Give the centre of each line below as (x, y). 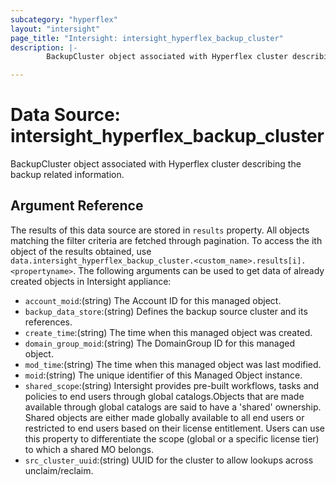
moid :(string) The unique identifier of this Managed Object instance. (163, 375)
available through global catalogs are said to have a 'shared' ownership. (173, 407)
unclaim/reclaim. (59, 470)
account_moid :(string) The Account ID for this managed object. (153, 300)
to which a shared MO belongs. (89, 449)
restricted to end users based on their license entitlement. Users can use (174, 428)
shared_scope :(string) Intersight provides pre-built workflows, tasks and (172, 385)
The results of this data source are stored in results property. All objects (160, 230)
